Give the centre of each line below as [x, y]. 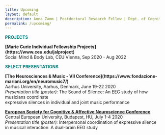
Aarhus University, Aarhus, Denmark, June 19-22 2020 [61, 87]
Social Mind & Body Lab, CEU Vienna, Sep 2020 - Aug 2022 [66, 57]
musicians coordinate [27, 97]
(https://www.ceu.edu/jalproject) [40, 52]
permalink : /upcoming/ [28, 23]
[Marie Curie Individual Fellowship [41, 47]
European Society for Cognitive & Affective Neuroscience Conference [78, 112]
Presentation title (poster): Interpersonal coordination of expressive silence [81, 122]
